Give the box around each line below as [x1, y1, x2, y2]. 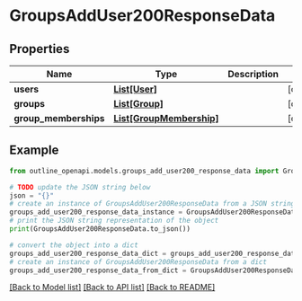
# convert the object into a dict [9, 240, 139, 250]
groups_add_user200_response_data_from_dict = [9, 266, 187, 275]
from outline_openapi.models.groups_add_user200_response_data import [9, 166, 280, 175]
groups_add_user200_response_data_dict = [9, 249, 167, 258]
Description [227, 68, 280, 80]
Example [9, 143, 59, 158]
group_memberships [13, 112, 105, 124]
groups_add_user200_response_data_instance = [9, 208, 182, 217]
